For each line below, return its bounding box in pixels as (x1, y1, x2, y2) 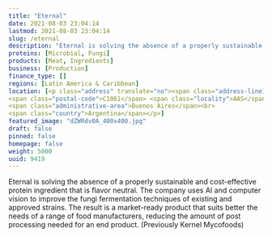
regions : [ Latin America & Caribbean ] (8, 79, 139, 87)
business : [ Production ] (8, 65, 89, 73)
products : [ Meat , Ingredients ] (8, 57, 114, 66)
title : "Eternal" (8, 11, 67, 20)
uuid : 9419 (8, 154, 45, 163)
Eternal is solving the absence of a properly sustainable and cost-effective (8, 177, 257, 187)
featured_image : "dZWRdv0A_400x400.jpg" (8, 117, 147, 125)
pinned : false (8, 132, 57, 140)
